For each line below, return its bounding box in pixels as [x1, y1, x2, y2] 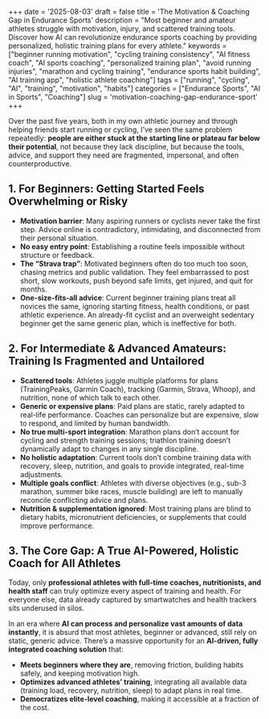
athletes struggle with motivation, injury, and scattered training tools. [8, 24, 235, 33]
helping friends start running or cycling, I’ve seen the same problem [8, 125, 233, 134]
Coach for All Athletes [8, 557, 121, 570]
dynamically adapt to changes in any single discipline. [19, 443, 199, 453]
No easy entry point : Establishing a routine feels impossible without [19, 241, 245, 251]
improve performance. [19, 521, 95, 530]
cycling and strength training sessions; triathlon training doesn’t [19, 435, 231, 445]
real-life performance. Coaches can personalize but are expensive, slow [19, 410, 259, 419]
